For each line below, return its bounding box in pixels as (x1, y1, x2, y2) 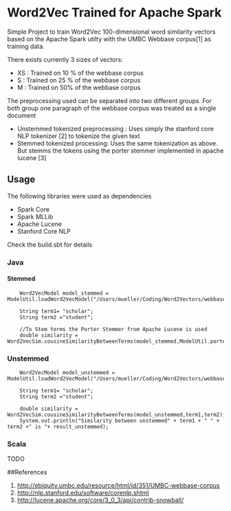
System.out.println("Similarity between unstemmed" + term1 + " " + (19, 418, 220, 424)
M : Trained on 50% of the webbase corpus (16, 83, 141, 91)
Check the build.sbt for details (7, 240, 93, 249)
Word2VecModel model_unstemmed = (19, 370, 115, 376)
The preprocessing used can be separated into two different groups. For (7, 96, 212, 104)
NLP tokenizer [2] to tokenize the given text (16, 132, 140, 140)
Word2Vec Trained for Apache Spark (7, 5, 222, 21)
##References (7, 468, 47, 477)
